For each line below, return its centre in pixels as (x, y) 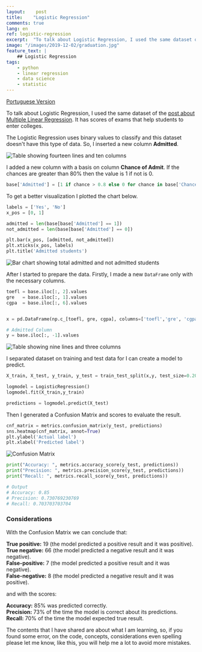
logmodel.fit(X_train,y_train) (45, 392)
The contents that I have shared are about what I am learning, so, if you (95, 630)
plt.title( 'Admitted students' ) (47, 251)
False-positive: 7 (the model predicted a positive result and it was (88, 563)
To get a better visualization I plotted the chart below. (72, 196)
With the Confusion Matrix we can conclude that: (67, 532)
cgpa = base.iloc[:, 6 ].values (47, 303)
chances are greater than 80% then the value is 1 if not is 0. (80, 174)
